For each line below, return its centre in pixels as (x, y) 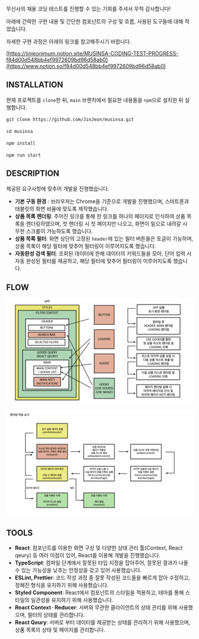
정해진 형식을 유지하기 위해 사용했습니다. (61, 585)
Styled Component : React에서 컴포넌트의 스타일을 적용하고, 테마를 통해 (99, 593)
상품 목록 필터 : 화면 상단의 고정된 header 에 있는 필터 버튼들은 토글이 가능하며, (104, 238)
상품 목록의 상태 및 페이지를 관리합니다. (60, 630)
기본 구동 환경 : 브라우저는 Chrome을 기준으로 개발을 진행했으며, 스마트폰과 (102, 201)
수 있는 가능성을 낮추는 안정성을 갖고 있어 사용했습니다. (78, 570)
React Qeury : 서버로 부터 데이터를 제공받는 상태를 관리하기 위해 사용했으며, (102, 622)
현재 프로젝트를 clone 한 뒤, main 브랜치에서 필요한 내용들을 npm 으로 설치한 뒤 (95, 100)
